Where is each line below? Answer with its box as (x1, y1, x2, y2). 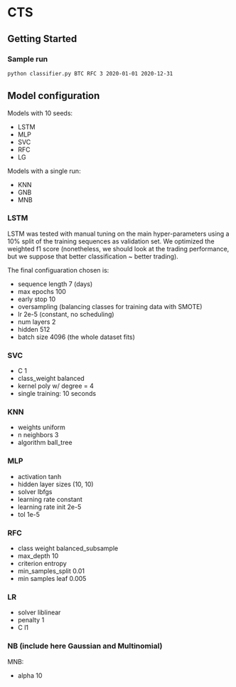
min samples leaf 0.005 (17, 575, 87, 583)
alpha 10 (17, 671, 43, 680)
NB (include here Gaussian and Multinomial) (7, 641, 163, 651)
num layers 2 (17, 318, 56, 326)
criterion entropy (17, 560, 68, 568)
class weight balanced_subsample (17, 544, 119, 552)
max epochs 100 (17, 287, 66, 295)
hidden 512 (17, 325, 50, 333)
